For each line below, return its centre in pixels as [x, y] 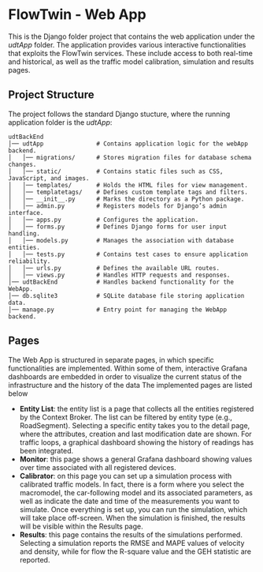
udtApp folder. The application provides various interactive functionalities [127, 44]
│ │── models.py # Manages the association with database [121, 240]
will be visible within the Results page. [81, 526]
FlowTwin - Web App [78, 15]
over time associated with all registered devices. [98, 467]
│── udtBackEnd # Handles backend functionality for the [121, 282]
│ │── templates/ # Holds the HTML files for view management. [128, 185]
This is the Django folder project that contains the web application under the [131, 36]
